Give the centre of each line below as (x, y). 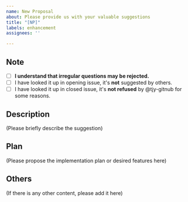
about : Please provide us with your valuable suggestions (78, 17)
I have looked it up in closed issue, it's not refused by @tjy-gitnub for (98, 89)
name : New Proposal (30, 11)
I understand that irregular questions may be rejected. (82, 76)
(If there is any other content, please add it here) (64, 193)
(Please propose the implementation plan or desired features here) (86, 161)
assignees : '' (23, 33)
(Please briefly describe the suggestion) (54, 128)
